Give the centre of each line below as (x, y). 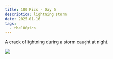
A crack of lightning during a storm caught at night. (57, 42)
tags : (11, 23)
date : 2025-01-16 (23, 19)
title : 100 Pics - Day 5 (30, 10)
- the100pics (23, 28)
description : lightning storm (36, 14)
